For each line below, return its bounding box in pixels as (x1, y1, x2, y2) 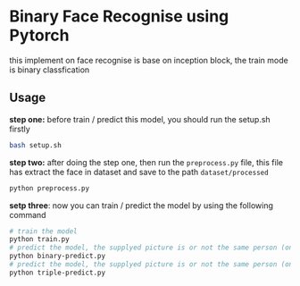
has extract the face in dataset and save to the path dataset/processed (9, 166, 270, 177)
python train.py (9, 235, 70, 244)
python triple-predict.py (9, 268, 105, 277)
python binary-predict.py (9, 252, 105, 261)
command (9, 209, 46, 220)
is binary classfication (9, 64, 90, 75)
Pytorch (9, 25, 70, 46)
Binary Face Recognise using (9, 6, 229, 27)
